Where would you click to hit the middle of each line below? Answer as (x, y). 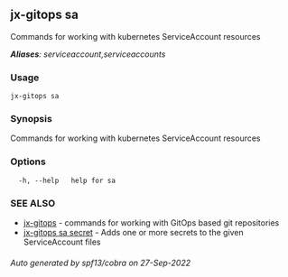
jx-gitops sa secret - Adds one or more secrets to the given (134, 232)
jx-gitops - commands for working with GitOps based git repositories (151, 223)
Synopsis (31, 119)
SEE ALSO (33, 203)
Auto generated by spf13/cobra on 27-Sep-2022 (101, 263)
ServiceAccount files (62, 242)
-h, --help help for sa (67, 180)
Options (28, 162)
